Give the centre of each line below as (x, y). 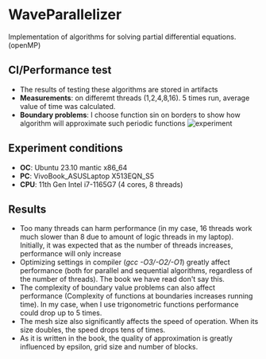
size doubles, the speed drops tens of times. (93, 330)
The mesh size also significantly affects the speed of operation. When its (139, 322)
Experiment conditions (66, 148)
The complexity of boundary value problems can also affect (118, 287)
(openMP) (25, 45)
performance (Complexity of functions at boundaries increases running (136, 296)
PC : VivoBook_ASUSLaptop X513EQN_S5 (87, 176)
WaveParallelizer (65, 15)
